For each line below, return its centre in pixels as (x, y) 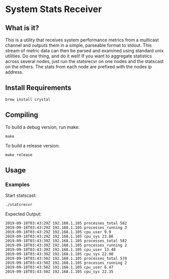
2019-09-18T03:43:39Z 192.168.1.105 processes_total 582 (66, 241)
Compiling (22, 115)
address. (14, 72)
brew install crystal (28, 99)
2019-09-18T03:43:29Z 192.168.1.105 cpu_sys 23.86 (59, 237)
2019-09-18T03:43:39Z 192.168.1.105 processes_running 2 (66, 245)
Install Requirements (38, 88)
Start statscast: (21, 195)
